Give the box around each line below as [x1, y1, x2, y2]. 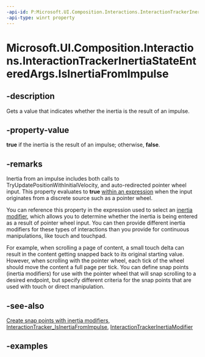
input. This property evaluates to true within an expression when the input [6, 188, 193, 195]
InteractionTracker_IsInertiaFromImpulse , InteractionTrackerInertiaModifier [6, 323, 193, 330]
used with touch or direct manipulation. [6, 283, 105, 290]
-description [6, 91, 55, 101]
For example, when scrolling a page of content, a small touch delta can [6, 244, 184, 251]
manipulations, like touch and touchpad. [6, 233, 107, 240]
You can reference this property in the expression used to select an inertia [6, 206, 193, 214]
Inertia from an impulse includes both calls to [6, 175, 120, 182]
